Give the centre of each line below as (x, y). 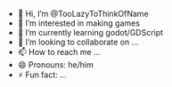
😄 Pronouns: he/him (55, 65)
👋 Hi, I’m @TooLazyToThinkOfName (83, 14)
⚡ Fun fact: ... (42, 75)
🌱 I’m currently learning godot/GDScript (90, 32)
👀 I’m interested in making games (79, 23)
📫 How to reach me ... (59, 52)
